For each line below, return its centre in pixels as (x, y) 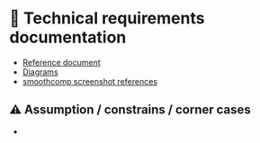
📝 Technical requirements (107, 18)
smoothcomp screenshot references (90, 81)
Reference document (61, 62)
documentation (68, 37)
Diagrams (40, 72)
